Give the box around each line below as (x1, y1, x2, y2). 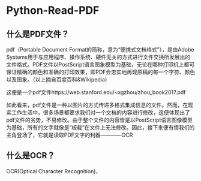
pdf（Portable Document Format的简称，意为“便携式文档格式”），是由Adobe (6, 46, 194, 53)
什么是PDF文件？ (6, 29, 70, 39)
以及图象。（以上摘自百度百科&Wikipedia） (6, 76, 110, 83)
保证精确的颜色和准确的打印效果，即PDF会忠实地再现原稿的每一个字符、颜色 (6, 68, 196, 76)
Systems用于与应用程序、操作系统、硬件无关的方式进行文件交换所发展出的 (6, 53, 191, 61)
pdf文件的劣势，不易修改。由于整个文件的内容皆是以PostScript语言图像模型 (6, 116, 193, 123)
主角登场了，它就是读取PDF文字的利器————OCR (6, 131, 133, 138)
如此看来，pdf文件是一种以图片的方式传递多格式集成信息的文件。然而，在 (6, 101, 188, 108)
